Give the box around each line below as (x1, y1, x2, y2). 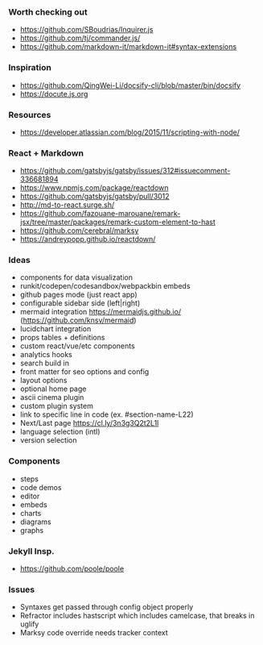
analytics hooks (19, 350, 72, 360)
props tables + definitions (19, 333, 105, 343)
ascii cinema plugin (19, 393, 84, 402)
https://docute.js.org (19, 89, 88, 98)
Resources (8, 109, 51, 120)
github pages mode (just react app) (19, 289, 138, 300)
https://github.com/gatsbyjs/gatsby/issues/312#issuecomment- (19, 166, 231, 176)
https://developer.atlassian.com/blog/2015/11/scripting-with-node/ (19, 127, 240, 137)
